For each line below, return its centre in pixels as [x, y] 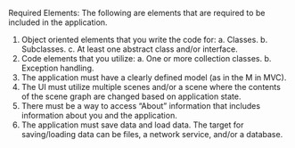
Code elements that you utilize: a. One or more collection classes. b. [146, 58]
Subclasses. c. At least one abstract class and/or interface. [129, 49]
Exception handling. [57, 68]
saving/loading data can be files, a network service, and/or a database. [152, 134]
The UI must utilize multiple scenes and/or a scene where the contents [151, 87]
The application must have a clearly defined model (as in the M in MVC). [154, 78]
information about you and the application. [99, 115]
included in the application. [58, 22]
